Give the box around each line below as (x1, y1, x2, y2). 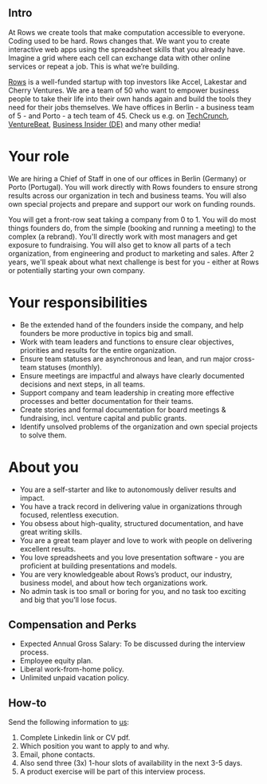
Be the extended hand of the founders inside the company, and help (19, 319, 244, 330)
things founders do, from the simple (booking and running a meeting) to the (8, 223, 257, 232)
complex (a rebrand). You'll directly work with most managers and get (8, 232, 238, 241)
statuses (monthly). (38, 362, 102, 372)
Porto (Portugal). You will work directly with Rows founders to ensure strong (8, 182, 258, 192)
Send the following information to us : (8, 718, 130, 727)
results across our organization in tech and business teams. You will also (8, 191, 247, 200)
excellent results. (19, 544, 77, 553)
